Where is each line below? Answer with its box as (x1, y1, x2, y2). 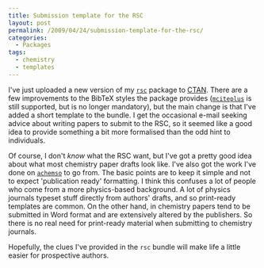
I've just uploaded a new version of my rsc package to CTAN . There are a (8, 85, 248, 94)
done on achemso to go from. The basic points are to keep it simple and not (8, 167, 251, 177)
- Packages (15, 41, 52, 49)
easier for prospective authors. (8, 251, 109, 260)
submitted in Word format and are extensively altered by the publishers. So (8, 209, 253, 219)
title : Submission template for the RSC (8, 11, 144, 20)
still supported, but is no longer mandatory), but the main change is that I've (8, 101, 256, 111)
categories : (8, 33, 48, 42)
